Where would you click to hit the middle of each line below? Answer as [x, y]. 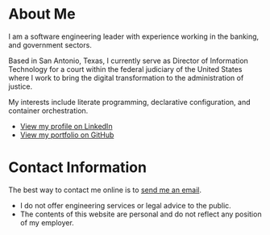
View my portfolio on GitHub [67, 135]
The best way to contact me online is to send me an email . [105, 190]
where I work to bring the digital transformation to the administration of [126, 78]
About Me [42, 14]
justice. [21, 86]
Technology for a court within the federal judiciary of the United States [125, 69]
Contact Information [78, 168]
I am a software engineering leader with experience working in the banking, [134, 36]
